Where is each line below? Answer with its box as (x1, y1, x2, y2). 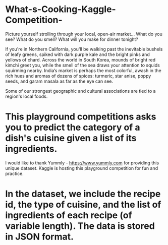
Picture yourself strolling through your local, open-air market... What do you (5, 31, 162, 37)
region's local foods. (5, 93, 48, 99)
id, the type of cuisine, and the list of (5, 199, 161, 210)
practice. (5, 170, 24, 176)
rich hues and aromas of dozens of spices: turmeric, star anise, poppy (5, 73, 151, 79)
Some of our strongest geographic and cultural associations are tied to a (5, 88, 156, 94)
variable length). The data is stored (5, 220, 155, 232)
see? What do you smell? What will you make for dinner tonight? (5, 36, 139, 42)
